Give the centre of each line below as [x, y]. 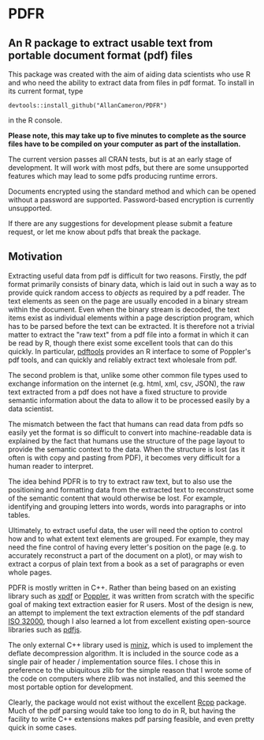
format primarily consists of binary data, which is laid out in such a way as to [132, 284]
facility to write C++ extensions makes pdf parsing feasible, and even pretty [131, 719]
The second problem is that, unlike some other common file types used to [128, 375]
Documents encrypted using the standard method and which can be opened [132, 191]
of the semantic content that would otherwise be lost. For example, [117, 498]
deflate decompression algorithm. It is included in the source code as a [123, 653]
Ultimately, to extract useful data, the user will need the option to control [125, 530]
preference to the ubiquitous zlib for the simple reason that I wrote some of [130, 670]
